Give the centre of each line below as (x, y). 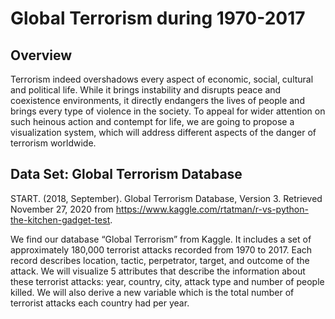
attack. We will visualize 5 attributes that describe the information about (158, 271)
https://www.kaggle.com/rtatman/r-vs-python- (212, 209)
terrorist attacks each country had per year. (100, 303)
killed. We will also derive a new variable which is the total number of (152, 292)
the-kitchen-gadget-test (60, 219)
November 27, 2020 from (62, 209)
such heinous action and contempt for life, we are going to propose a (152, 121)
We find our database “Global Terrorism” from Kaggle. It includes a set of (161, 239)
